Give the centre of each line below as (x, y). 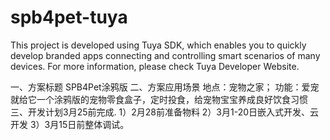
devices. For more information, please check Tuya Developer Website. (155, 66)
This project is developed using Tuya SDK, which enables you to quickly (158, 45)
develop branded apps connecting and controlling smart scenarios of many (165, 55)
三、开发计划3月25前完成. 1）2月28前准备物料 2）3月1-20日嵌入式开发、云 (165, 112)
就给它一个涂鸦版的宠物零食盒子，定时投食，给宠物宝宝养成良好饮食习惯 (159, 99)
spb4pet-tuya (69, 17)
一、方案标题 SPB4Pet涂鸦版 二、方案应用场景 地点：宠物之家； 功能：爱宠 (165, 87)
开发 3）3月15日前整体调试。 (70, 124)
